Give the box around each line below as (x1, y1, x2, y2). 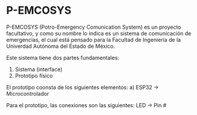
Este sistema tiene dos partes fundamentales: (6, 54, 120, 61)
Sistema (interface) (14, 65, 63, 72)
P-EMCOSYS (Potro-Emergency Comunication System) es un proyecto (6, 23, 181, 31)
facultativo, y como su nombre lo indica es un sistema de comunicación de (6, 29, 192, 37)
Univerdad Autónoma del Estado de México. (6, 43, 115, 50)
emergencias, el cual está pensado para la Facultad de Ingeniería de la (6, 36, 181, 43)
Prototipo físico (14, 72, 53, 79)
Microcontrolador (6, 90, 49, 97)
